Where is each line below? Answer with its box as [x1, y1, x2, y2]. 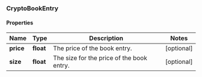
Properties [6, 19, 34, 26]
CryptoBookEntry [6, 4, 59, 13]
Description [89, 34, 124, 42]
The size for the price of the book [53, 54, 147, 62]
